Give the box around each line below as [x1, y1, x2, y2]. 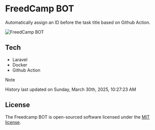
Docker [12, 62, 28, 67]
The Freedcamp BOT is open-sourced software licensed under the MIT [5, 114, 150, 120]
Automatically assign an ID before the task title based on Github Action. [5, 19, 151, 25]
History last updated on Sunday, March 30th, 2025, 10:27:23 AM [5, 86, 136, 92]
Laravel [12, 57, 28, 63]
